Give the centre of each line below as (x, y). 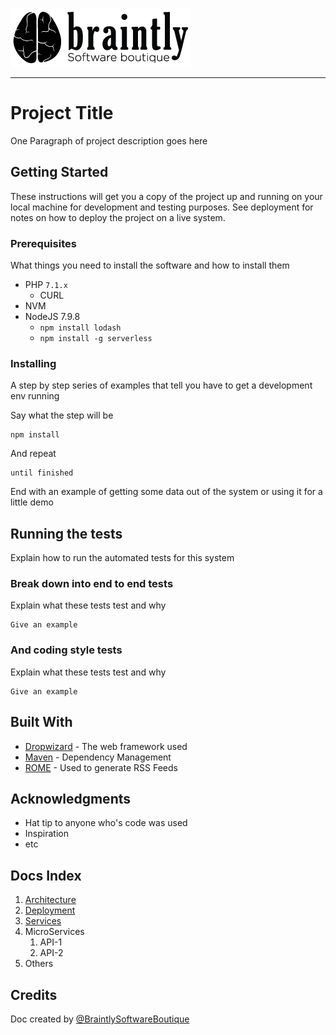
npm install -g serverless (96, 339)
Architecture (50, 900)
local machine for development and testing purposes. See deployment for (162, 207)
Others (39, 964)
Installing (33, 363)
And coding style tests (66, 650)
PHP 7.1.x (46, 285)
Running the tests (66, 533)
